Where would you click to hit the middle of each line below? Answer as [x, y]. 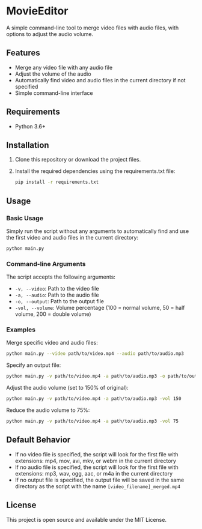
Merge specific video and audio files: [52, 343]
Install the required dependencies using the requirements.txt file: [95, 171]
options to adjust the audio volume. [50, 34]
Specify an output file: [34, 365]
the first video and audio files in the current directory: [72, 237]
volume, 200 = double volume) [53, 314]
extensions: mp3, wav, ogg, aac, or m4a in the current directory [94, 473]
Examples [21, 330]
